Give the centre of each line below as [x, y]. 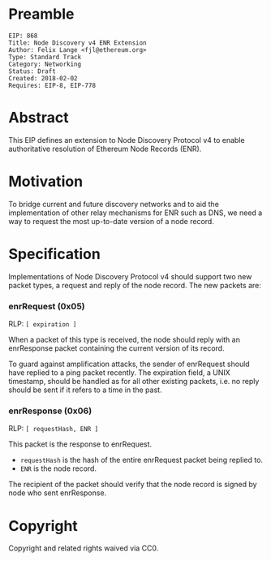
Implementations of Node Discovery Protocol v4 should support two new [130, 276]
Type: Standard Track [45, 57]
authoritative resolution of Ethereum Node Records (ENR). [105, 149]
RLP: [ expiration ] [43, 324]
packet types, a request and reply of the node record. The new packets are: [135, 285]
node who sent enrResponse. [58, 493]
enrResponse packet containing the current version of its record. [116, 348]
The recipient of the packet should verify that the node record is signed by [133, 485]
